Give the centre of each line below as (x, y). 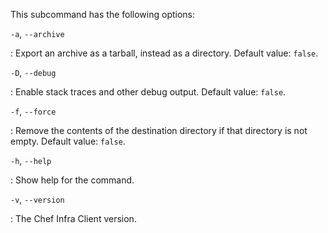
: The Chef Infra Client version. (73, 218)
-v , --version (37, 199)
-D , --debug (33, 72)
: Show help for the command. (72, 180)
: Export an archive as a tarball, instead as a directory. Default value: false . (164, 53)
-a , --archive (37, 33)
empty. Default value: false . (68, 141)
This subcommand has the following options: (103, 14)
